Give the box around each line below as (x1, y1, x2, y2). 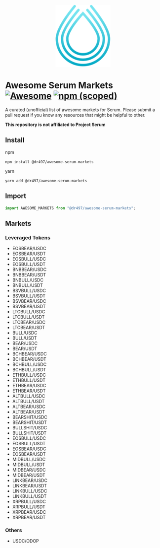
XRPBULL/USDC (12, 499, 46, 505)
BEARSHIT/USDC (12, 414, 48, 420)
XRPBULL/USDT (12, 504, 45, 510)
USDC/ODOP (12, 538, 40, 544)
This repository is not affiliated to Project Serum (5, 122, 106, 128)
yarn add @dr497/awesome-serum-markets (5, 178, 87, 183)
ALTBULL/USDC (12, 393, 45, 399)
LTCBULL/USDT (12, 314, 45, 320)
